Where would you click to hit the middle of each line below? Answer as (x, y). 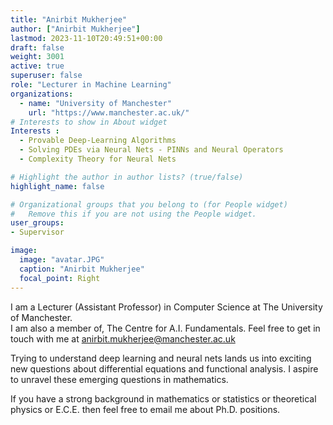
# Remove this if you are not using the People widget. (133, 214)
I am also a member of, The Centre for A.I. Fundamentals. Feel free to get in (165, 328)
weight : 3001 (37, 57)
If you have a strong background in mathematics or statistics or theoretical (163, 398)
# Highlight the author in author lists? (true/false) (127, 177)
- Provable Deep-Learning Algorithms (98, 141)
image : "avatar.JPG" (62, 260)
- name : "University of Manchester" (95, 103)
